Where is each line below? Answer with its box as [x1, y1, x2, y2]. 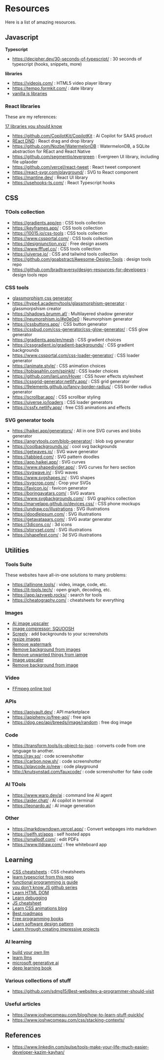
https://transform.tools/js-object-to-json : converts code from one [12, 743, 146, 749]
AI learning [5, 938, 32, 945]
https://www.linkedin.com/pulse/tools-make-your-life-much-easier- [12, 1044, 149, 1050]
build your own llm [12, 949, 50, 955]
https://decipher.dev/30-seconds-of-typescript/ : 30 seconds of [12, 56, 142, 62]
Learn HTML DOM [12, 889, 49, 895]
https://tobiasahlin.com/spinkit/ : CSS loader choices [12, 368, 118, 374]
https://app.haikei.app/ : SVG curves [12, 459, 86, 465]
